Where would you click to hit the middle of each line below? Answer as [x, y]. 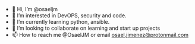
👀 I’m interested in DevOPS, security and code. [69, 15]
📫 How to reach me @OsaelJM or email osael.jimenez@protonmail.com [100, 35]
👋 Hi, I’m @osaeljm [35, 9]
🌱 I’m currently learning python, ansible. [61, 22]
